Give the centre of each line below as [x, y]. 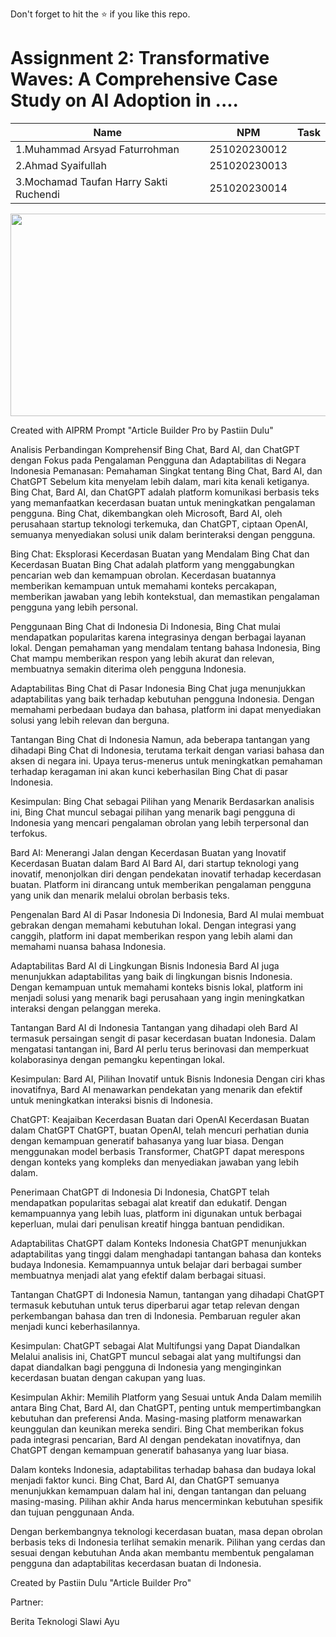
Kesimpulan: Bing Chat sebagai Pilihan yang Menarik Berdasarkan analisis [162, 801]
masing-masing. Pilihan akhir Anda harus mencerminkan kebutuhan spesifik [166, 1501]
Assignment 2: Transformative [140, 58]
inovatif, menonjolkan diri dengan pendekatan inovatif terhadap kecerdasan [166, 874]
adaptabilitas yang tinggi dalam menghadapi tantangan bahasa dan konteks [166, 1254]
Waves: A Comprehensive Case [144, 79]
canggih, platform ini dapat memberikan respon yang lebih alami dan [151, 935]
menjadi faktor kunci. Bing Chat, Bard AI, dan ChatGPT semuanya [145, 1480]
